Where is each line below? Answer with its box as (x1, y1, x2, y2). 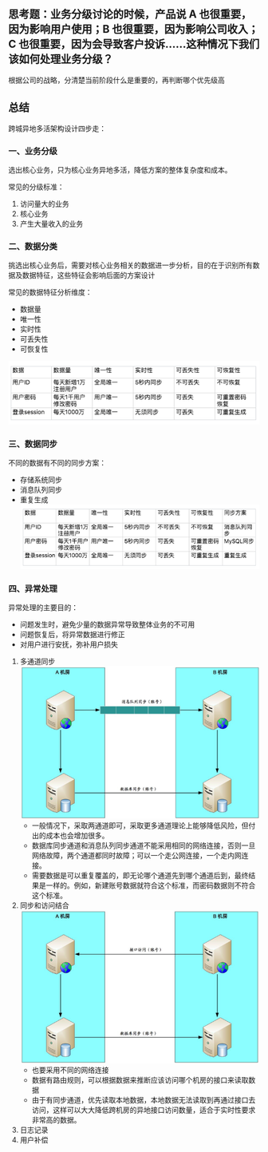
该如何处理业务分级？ (8, 53, 113, 66)
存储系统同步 (19, 475, 62, 485)
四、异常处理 (8, 583, 58, 594)
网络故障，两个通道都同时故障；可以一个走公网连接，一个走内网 (31, 851, 242, 861)
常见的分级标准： (8, 182, 65, 192)
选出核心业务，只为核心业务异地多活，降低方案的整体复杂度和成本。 (8, 164, 232, 174)
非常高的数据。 (31, 1114, 81, 1124)
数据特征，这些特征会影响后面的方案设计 (22, 271, 156, 280)
